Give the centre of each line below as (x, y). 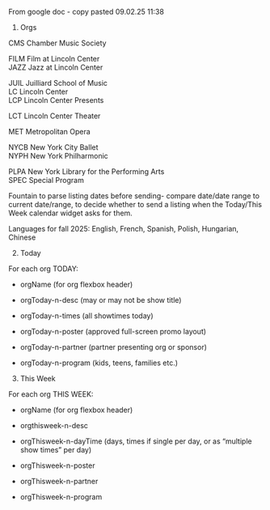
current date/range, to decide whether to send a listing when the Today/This (135, 204)
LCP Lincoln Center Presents (56, 100)
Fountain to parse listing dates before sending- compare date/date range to (134, 196)
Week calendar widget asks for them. (71, 213)
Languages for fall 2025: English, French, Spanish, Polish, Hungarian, (124, 229)
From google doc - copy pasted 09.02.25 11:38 (86, 12)
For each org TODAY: (43, 269)
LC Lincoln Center (38, 91)
